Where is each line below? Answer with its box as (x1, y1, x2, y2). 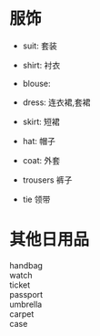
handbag (9, 259, 44, 270)
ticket (9, 279, 31, 290)
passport (9, 289, 44, 299)
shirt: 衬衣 (22, 59, 61, 70)
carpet (9, 308, 35, 320)
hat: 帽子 (22, 135, 56, 146)
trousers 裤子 (22, 174, 73, 185)
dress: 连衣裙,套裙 (22, 97, 91, 108)
